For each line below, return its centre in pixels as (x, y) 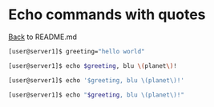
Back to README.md (43, 37)
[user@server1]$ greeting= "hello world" (77, 51)
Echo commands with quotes (107, 15)
